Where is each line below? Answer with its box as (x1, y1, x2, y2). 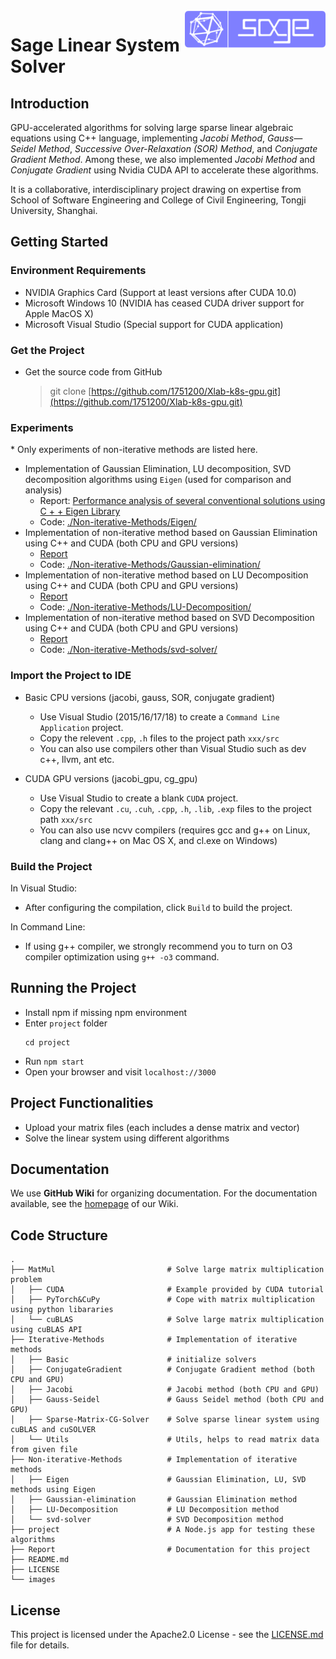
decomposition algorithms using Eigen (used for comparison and (24, 474, 292, 486)
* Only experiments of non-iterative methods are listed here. (10, 444, 258, 456)
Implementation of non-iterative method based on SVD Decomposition (24, 612, 315, 624)
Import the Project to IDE (10, 669, 132, 683)
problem (10, 1275, 43, 1285)
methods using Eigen (10, 1485, 97, 1495)
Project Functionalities (10, 1095, 154, 1112)
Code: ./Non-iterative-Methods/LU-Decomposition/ (39, 601, 252, 613)
